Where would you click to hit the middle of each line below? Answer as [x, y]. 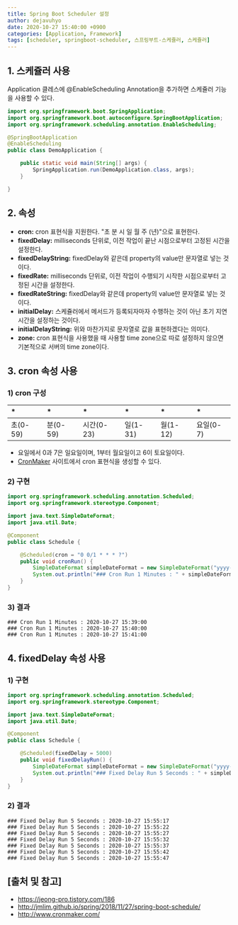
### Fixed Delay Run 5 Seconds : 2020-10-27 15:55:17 [89, 821]
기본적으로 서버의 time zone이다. [63, 346]
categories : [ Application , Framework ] [64, 34]
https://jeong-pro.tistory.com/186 [66, 899]
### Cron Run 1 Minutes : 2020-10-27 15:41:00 [77, 635]
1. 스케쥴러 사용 [39, 70]
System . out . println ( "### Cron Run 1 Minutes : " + [109, 574]
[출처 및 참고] [35, 881]
